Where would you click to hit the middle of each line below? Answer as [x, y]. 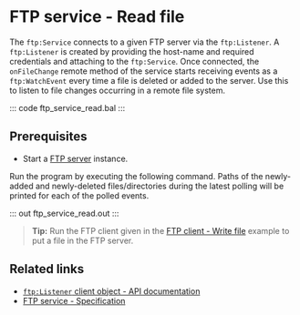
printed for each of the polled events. [79, 195]
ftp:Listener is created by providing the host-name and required [132, 51]
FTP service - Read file [97, 17]
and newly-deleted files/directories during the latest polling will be [160, 186]
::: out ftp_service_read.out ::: [64, 213]
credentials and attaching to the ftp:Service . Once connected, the [134, 61]
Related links [47, 269]
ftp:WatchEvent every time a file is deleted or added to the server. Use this [149, 80]
